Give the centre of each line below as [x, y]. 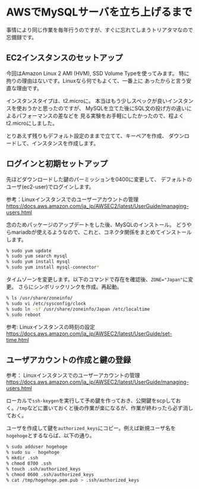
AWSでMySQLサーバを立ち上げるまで [99, 12]
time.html [18, 340]
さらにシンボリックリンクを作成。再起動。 [70, 287]
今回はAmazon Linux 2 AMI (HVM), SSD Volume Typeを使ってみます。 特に [98, 73]
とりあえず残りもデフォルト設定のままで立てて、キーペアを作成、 [87, 136]
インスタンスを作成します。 [65, 143]
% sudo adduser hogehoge [37, 447]
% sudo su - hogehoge [33, 453]
